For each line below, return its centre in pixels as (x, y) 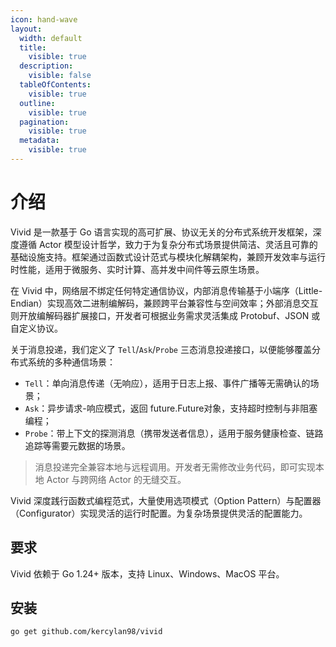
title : (33, 47)
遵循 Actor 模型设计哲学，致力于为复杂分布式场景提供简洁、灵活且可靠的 (168, 244)
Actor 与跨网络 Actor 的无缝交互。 (116, 479)
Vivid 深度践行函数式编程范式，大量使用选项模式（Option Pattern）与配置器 (166, 500)
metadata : (39, 141)
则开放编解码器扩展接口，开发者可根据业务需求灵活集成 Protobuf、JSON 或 (165, 315)
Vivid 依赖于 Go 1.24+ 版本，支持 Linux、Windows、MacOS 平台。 (147, 573)
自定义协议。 (36, 328)
